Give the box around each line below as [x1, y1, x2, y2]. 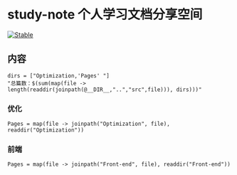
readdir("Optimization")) [7, 127, 84, 134]
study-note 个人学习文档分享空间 [7, 6, 203, 23]
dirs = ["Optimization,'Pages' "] [7, 72, 110, 79]
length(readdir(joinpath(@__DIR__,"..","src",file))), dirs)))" [7, 86, 202, 93]
